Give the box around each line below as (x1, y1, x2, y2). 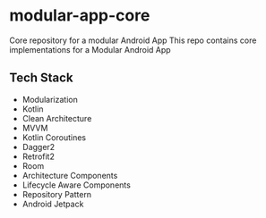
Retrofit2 (21, 151, 56, 162)
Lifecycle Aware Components (21, 180, 132, 190)
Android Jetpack (21, 198, 84, 209)
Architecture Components (21, 170, 118, 180)
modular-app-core (9, 5, 150, 26)
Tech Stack (9, 71, 73, 86)
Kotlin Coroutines (21, 131, 87, 143)
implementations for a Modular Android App (9, 44, 172, 54)
